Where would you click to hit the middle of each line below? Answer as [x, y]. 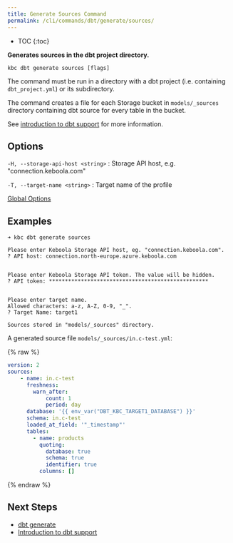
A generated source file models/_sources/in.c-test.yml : [90, 338]
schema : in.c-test [53, 418]
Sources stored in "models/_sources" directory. [81, 325]
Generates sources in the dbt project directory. [78, 55]
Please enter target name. [47, 300]
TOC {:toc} [33, 41]
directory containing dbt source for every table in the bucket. [97, 110]
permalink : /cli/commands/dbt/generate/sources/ [81, 21]
